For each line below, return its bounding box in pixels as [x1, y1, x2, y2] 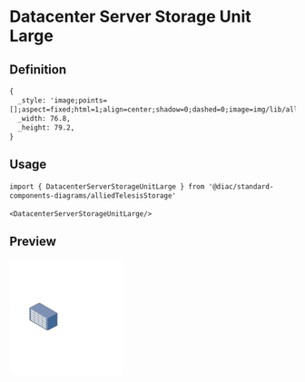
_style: [17, 96, 47, 105]
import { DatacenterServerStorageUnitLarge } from [9, 181, 205, 191]
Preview [9, 234, 57, 250]
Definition [9, 62, 66, 77]
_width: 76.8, [17, 114, 71, 123]
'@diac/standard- [208, 181, 274, 191]
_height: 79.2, [17, 123, 75, 132]
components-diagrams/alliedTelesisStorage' [9, 191, 177, 201]
